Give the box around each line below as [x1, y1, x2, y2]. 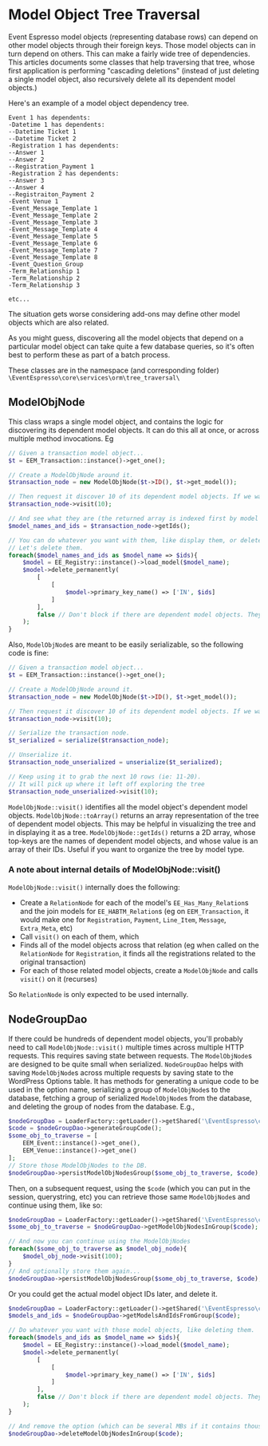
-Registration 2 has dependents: [8, 169, 120, 177]
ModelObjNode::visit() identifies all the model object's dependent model [8, 802, 248, 811]
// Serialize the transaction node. [8, 729, 130, 737]
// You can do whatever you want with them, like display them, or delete [8, 536, 262, 544]
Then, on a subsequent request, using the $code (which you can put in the [8, 1183, 251, 1193]
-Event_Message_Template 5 [8, 232, 98, 240]
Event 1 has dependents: [8, 113, 91, 121]
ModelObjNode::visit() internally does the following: [8, 882, 181, 892]
